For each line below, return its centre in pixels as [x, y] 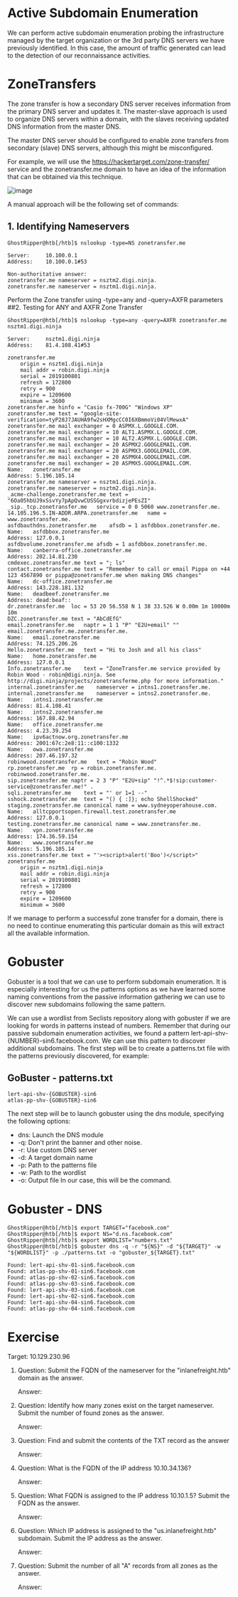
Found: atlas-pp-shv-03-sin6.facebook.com [71, 1284]
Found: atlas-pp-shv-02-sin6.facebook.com [71, 1278]
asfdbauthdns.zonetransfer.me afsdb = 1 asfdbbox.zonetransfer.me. [114, 525]
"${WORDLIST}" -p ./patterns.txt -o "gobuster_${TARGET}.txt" [101, 1253]
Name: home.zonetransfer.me [52, 656]
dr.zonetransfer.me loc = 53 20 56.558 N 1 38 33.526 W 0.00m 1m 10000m [119, 606]
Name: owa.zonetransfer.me [50, 749]
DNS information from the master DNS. [64, 127]
